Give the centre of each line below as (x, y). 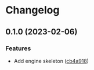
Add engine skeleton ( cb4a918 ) (51, 61)
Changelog (32, 10)
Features (18, 48)
